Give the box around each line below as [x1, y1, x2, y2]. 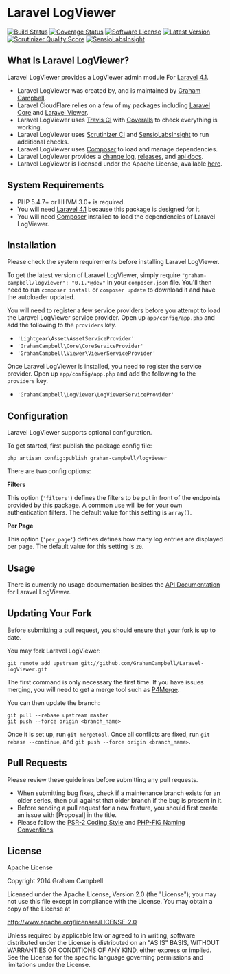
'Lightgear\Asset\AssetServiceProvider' [16, 336, 135, 343]
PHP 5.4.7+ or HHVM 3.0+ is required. [16, 197, 126, 206]
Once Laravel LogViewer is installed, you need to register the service [7, 362, 202, 371]
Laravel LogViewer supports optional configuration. [7, 429, 152, 437]
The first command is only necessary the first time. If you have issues [7, 678, 204, 686]
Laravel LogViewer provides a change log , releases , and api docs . [16, 152, 204, 160]
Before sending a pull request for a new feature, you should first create [16, 803, 218, 812]
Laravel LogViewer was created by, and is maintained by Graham [16, 86, 201, 94]
